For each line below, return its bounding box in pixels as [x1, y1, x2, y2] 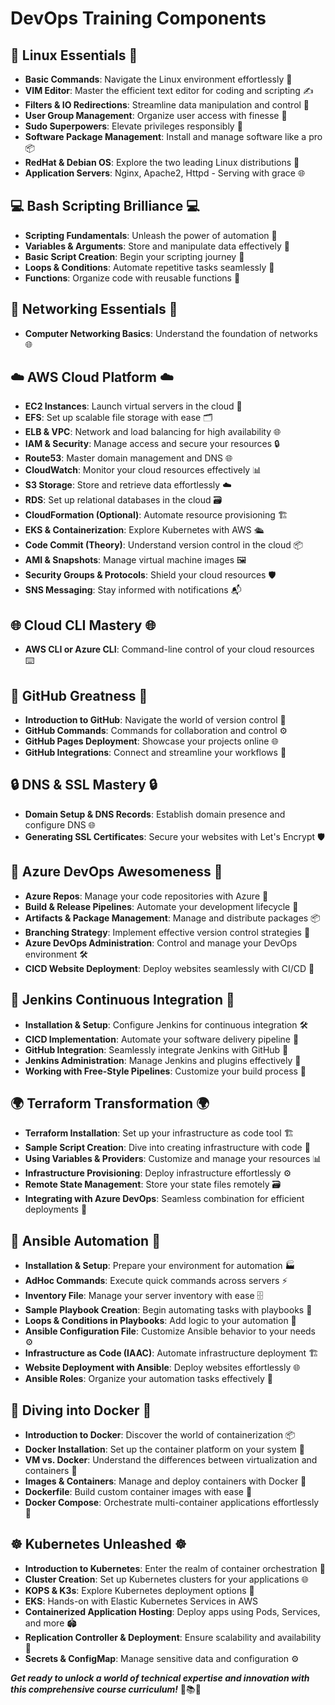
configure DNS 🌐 [24, 818, 96, 831]
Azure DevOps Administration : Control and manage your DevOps [24, 937, 298, 949]
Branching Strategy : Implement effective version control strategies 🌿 [24, 926, 311, 938]
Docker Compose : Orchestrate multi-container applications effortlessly [24, 1496, 320, 1508]
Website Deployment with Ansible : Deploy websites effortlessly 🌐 [24, 1362, 301, 1374]
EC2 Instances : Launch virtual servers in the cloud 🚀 [24, 400, 243, 412]
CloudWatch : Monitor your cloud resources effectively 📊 [24, 464, 262, 476]
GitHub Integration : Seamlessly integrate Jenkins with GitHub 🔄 [24, 1043, 289, 1056]
